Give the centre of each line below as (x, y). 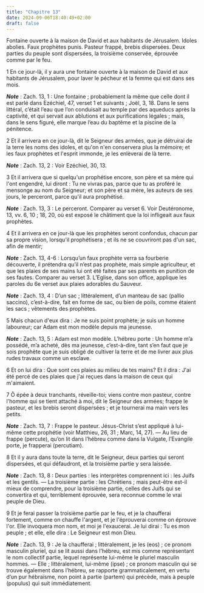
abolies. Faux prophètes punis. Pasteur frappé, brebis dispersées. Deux (96, 47)
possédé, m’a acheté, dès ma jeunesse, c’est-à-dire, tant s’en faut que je (97, 346)
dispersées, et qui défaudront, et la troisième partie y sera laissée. (89, 464)
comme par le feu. (29, 60)
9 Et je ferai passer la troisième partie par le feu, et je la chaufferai (89, 513)
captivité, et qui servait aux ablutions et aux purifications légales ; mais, (96, 116)
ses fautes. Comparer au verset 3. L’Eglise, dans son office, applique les (97, 277)
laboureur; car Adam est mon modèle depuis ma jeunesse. (80, 327)
